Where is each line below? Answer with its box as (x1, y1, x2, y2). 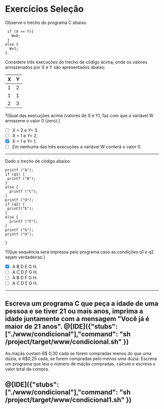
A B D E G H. (12, 264, 38, 270)
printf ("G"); (5, 227, 34, 233)
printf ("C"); (9, 189, 38, 194)
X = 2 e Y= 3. (12, 127, 39, 133)
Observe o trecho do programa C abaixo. (5, 20, 88, 25)
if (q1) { (5, 172, 25, 177)
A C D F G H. (12, 269, 38, 275)
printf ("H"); (5, 232, 34, 237)
